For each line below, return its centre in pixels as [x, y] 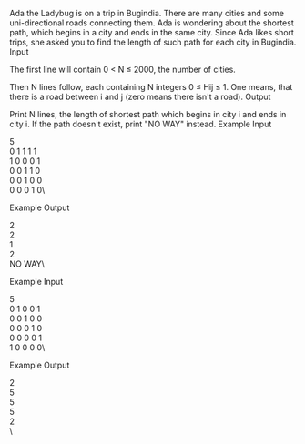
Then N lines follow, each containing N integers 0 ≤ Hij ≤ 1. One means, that [151, 87]
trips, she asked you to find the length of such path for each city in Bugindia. [153, 42]
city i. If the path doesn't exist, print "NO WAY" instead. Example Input [141, 124]
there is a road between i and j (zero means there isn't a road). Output [140, 96]
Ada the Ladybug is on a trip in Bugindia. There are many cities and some [147, 13]
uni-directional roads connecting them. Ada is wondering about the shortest [152, 23]
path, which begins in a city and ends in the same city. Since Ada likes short [152, 32]
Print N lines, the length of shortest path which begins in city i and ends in [148, 114]
